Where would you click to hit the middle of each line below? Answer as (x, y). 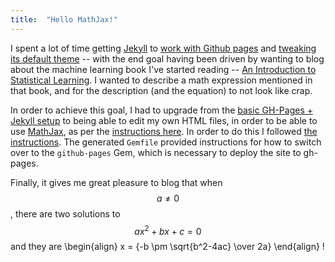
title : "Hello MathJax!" (64, 19)
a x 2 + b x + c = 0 (168, 230)
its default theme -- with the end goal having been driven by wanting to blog (167, 58)
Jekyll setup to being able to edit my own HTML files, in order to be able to (164, 120)
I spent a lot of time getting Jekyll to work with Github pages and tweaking (163, 48)
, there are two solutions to (65, 213)
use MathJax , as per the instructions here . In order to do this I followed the (164, 131)
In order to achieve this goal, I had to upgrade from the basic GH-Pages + (162, 110)
